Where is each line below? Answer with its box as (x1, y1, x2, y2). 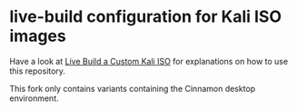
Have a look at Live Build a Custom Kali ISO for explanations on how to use (9, 55, 289, 66)
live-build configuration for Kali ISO (9, 6, 282, 27)
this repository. (9, 66, 66, 76)
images (9, 25, 66, 46)
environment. (9, 93, 59, 104)
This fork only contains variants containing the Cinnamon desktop (9, 83, 256, 94)
